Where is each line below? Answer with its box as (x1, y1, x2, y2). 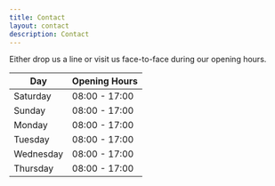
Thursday (13, 162, 54, 174)
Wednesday (13, 148, 64, 160)
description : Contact (9, 29, 90, 38)
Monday (13, 119, 49, 132)
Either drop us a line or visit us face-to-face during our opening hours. (9, 54, 267, 65)
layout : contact (9, 21, 69, 30)
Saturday (13, 90, 52, 102)
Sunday (13, 104, 46, 117)
